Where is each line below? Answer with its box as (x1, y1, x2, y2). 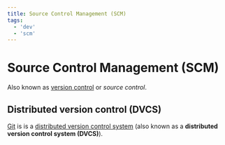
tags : (7, 17, 23, 24)
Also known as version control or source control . (7, 83, 147, 92)
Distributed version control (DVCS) (7, 103, 162, 116)
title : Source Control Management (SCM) (7, 10, 127, 18)
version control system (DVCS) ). (7, 130, 103, 137)
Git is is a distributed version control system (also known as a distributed (7, 122, 218, 130)
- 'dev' (13, 23, 36, 30)
